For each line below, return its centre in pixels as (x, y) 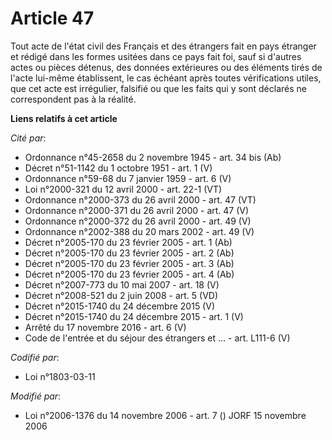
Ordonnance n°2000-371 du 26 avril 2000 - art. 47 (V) (137, 210)
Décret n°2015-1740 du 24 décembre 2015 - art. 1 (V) (134, 316)
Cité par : (28, 138)
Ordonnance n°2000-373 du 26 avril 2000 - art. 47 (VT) (140, 199)
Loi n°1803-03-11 (60, 376)
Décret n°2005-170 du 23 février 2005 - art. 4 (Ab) (129, 274)
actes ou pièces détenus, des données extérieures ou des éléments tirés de (166, 67)
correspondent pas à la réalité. (73, 99)
